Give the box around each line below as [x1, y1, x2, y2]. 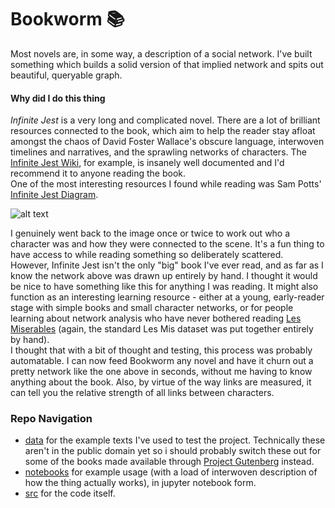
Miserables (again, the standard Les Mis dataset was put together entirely [10, 323, 314, 335]
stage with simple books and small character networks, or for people [10, 302, 294, 314]
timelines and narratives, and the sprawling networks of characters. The [10, 146, 307, 158]
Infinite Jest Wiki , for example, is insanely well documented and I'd [10, 157, 285, 169]
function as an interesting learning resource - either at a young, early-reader [10, 291, 325, 303]
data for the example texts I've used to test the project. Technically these [24, 434, 326, 446]
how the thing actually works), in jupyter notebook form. [24, 477, 257, 489]
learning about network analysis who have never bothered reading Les [10, 312, 302, 325]
